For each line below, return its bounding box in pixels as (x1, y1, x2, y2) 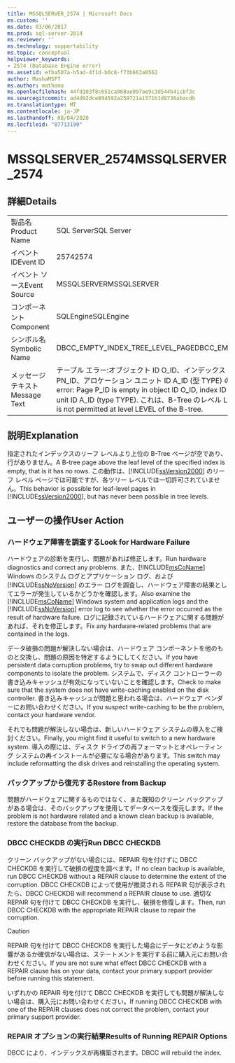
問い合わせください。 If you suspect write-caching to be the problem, (25, 703, 225, 711)
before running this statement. (7, 974, 94, 982)
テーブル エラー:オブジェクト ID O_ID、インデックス (56, 365, 226, 375)
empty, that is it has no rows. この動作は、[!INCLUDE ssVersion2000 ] (7, 467, 205, 475)
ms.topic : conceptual (7, 50, 71, 57)
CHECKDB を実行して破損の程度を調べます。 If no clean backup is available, (7, 864, 225, 873)
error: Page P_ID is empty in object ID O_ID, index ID (56, 384, 227, 394)
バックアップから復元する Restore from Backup (7, 778, 166, 788)
